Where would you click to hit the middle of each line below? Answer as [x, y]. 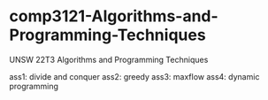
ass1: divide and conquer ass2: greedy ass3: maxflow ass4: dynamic [134, 76]
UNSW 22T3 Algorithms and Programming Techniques [109, 59]
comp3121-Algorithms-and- [114, 16]
